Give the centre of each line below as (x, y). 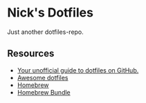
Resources (31, 54)
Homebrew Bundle (44, 92)
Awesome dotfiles (43, 77)
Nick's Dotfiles (50, 13)
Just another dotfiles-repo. (46, 32)
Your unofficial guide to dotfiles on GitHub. (78, 70)
